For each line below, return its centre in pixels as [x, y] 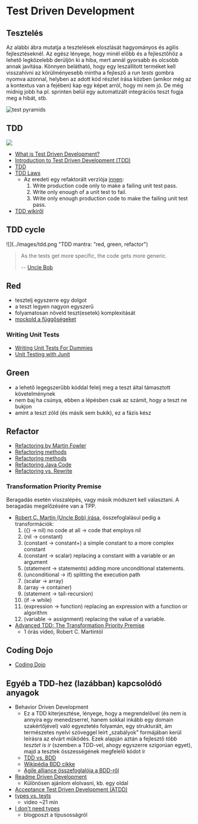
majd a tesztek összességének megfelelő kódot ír [85, 752]
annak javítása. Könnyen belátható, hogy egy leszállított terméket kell [91, 66]
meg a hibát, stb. [27, 98]
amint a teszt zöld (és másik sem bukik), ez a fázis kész [83, 412]
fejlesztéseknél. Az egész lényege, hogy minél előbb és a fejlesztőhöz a [95, 54]
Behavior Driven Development [52, 707]
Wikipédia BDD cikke [49, 764]
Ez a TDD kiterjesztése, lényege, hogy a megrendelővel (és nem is [105, 714]
